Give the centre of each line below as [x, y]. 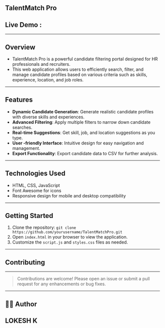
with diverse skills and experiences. [48, 117]
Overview [20, 47]
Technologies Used [35, 174]
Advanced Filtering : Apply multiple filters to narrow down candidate [81, 122]
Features [19, 100]
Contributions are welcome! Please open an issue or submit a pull [83, 279]
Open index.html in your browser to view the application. [70, 237]
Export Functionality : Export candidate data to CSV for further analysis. [85, 153]
